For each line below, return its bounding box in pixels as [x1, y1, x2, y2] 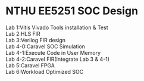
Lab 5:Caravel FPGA [5, 61, 55, 69]
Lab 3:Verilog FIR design [5, 36, 66, 43]
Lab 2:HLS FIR [5, 30, 41, 37]
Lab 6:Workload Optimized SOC [5, 68, 84, 75]
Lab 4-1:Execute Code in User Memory [5, 49, 101, 56]
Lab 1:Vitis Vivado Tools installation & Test [5, 24, 108, 31]
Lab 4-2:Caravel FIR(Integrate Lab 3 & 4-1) [5, 55, 110, 63]
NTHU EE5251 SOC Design [5, 4, 138, 18]
